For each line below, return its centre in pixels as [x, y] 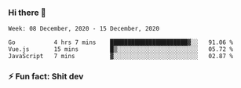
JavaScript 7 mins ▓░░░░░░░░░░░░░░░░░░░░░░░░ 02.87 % [121, 57]
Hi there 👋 [27, 13]
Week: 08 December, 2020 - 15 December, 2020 [84, 29]
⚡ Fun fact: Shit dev [46, 76]
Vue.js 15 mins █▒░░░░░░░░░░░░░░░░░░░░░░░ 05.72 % [121, 49]
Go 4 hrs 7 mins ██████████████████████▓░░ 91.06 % [121, 42]
